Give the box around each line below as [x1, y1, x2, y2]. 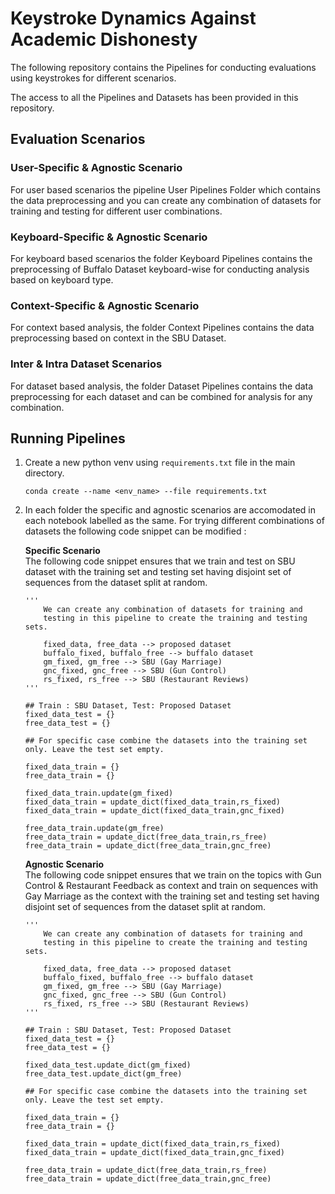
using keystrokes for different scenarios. [10, 72, 177, 84]
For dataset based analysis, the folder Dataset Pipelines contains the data [10, 380, 314, 392]
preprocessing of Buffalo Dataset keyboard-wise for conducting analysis [10, 263, 310, 275]
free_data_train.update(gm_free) [24, 823, 165, 834]
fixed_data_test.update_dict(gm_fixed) [24, 1060, 192, 1071]
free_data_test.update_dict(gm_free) [24, 1069, 183, 1079]
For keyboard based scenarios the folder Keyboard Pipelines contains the [10, 252, 313, 264]
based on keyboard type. [10, 273, 114, 286]
